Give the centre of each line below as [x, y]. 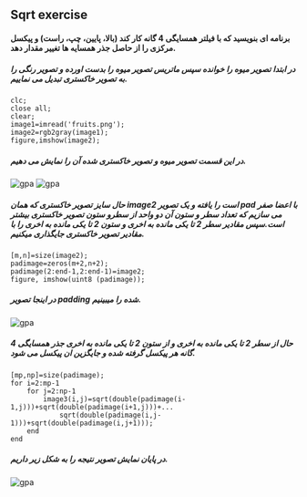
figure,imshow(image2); [56, 140]
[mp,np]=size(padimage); [57, 375]
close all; [31, 109]
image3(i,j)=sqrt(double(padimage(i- [114, 399]
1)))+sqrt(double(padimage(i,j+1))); [82, 423]
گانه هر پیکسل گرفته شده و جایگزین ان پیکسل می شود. [103, 353]
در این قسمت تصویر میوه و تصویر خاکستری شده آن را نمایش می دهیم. [128, 160]
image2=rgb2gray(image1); [59, 132]
